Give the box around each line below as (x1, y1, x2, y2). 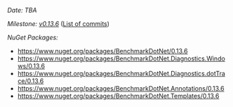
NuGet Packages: (7, 33, 58, 42)
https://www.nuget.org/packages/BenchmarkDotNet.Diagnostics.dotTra (17, 70, 226, 77)
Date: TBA (7, 6, 37, 14)
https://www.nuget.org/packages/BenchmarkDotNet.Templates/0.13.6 (17, 92, 220, 100)
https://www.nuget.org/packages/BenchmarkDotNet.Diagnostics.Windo (17, 54, 226, 63)
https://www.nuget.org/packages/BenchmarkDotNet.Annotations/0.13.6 (17, 84, 225, 92)
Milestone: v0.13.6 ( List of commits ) (7, 20, 110, 27)
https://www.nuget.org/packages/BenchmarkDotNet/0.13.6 (17, 47, 188, 55)
